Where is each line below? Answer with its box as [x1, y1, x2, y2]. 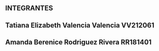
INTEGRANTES [5, 4, 53, 12]
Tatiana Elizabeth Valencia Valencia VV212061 [5, 21, 154, 29]
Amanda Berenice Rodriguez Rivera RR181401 [5, 38, 152, 46]
